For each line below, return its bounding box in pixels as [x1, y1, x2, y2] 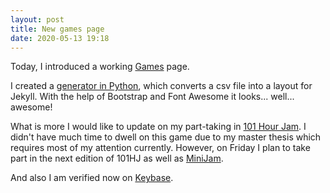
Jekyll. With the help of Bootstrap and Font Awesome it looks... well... [10, 91, 295, 103]
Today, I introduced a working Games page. [10, 61, 190, 73]
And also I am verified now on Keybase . [10, 172, 174, 184]
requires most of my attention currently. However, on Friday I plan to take [10, 142, 311, 154]
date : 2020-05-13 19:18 [10, 33, 110, 43]
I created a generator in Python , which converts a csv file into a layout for [10, 80, 313, 92]
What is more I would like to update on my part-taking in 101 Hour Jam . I [10, 121, 307, 133]
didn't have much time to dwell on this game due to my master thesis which [10, 131, 322, 143]
